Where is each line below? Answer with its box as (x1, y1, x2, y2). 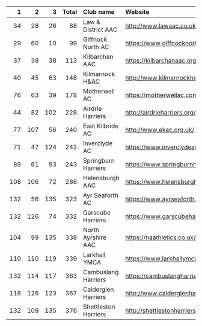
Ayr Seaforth (83, 191, 119, 199)
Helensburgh (83, 174, 120, 182)
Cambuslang (83, 268, 119, 276)
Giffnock (83, 36, 108, 43)
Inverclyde (83, 139, 113, 147)
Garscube (83, 208, 111, 216)
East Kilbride (83, 122, 119, 130)
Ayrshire (83, 233, 107, 242)
